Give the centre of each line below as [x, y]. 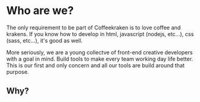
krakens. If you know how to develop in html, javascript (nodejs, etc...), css [100, 34]
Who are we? [40, 11]
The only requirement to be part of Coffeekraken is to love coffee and [94, 27]
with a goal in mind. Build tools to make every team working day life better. [100, 59]
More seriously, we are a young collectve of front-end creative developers [100, 52]
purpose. [18, 71]
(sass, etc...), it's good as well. [45, 40]
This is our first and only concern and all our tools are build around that [95, 65]
